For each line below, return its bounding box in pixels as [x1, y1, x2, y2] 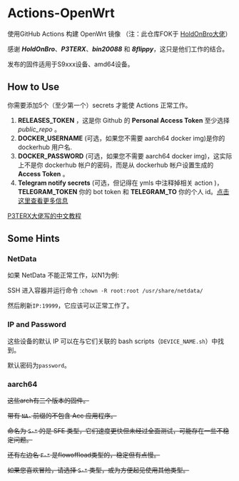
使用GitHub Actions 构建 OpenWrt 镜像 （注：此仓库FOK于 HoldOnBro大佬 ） [7, 29, 232, 38]
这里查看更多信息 [17, 196, 68, 205]
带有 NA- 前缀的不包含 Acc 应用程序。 [7, 412, 117, 420]
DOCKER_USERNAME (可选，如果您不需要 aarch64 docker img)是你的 [17, 133, 225, 142]
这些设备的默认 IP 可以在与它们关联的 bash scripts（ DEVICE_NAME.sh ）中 [7, 337, 218, 345]
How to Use [7, 81, 60, 93]
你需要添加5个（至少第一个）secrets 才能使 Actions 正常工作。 [7, 101, 192, 109]
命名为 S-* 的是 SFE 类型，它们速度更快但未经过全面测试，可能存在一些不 [7, 427, 223, 435]
